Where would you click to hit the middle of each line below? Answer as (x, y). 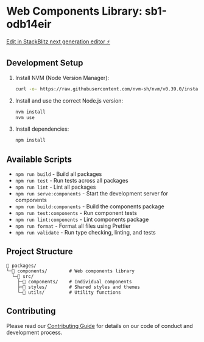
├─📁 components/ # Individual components (75, 282)
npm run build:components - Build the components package (90, 206)
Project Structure (40, 252)
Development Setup (45, 63)
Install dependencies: (42, 129)
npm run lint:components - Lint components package (82, 220)
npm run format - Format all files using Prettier (73, 226)
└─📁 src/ (23, 276)
